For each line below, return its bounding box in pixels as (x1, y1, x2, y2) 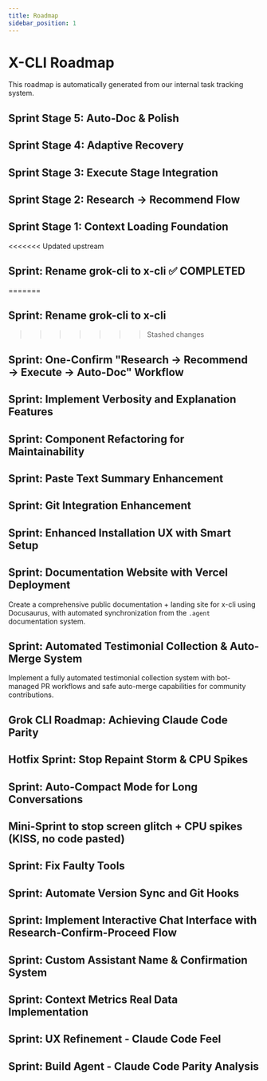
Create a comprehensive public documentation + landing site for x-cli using (8, 600, 257, 609)
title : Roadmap (8, 11, 59, 20)
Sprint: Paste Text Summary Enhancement (8, 472, 224, 485)
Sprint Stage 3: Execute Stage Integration (8, 165, 219, 180)
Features (8, 405, 53, 419)
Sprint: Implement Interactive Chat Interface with (8, 913, 257, 927)
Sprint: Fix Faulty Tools (8, 859, 125, 873)
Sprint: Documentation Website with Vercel (8, 566, 229, 580)
